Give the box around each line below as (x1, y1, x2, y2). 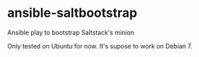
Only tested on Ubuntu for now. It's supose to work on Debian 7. (7, 42, 193, 50)
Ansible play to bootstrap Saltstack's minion (7, 28, 135, 37)
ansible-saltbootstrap (7, 5, 138, 21)
